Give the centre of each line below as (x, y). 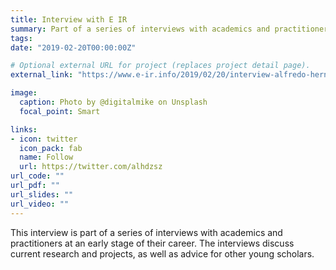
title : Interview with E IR (69, 19)
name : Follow (46, 157)
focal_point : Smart (60, 111)
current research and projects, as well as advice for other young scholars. (162, 253)
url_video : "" (40, 204)
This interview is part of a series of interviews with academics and (146, 232)
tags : (21, 38)
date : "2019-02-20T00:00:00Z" (73, 47)
